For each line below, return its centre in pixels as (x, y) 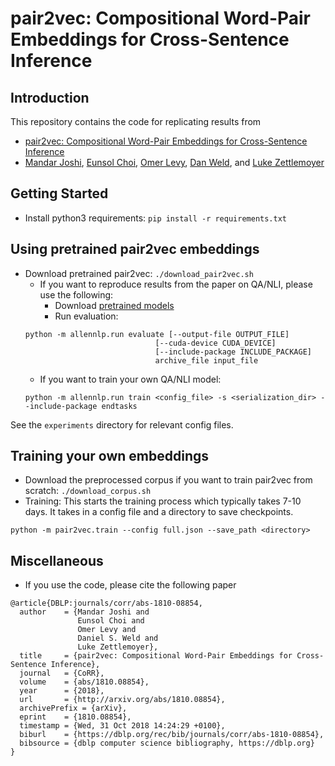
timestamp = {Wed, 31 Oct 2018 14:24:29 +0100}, (122, 726)
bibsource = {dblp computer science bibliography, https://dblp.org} (167, 743)
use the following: (76, 294)
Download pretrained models (114, 305)
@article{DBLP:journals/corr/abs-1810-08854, (106, 603)
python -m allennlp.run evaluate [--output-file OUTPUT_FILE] (157, 334)
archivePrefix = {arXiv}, (73, 708)
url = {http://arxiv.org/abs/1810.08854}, (122, 700)
